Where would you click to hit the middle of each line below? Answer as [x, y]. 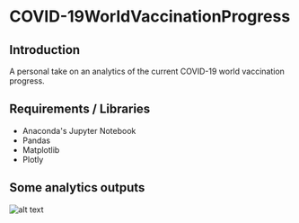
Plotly [33, 159]
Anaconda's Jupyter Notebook [79, 130]
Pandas [36, 140]
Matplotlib [41, 149]
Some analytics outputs [77, 187]
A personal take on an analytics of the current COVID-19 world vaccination [147, 71]
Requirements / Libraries [80, 109]
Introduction [45, 50]
